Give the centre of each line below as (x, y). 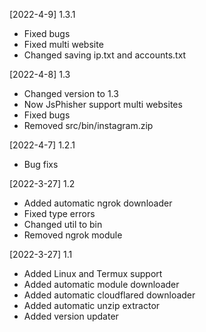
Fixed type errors (59, 213)
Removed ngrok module (73, 235)
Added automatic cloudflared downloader (109, 295)
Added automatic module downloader (101, 284)
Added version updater (71, 316)
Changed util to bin (63, 224)
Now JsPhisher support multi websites (103, 104)
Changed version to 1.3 (71, 93)
